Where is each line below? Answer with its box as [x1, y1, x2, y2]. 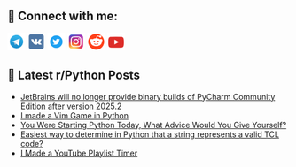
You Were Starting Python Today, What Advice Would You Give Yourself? [19, 119, 287, 130]
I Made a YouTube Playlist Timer [19, 148, 138, 158]
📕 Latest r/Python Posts [7, 68, 141, 83]
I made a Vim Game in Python [19, 110, 129, 120]
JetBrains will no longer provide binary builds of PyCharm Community [19, 91, 276, 102]
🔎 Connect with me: [7, 9, 118, 24]
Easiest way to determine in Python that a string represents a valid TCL [19, 129, 280, 140]
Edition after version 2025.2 [19, 101, 122, 111]
